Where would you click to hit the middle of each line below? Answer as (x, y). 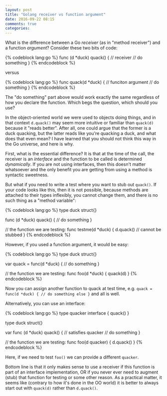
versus (12, 72)
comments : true (21, 24)
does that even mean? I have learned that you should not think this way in (81, 139)
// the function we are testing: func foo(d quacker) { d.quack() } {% (74, 342)
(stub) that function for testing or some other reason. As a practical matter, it (83, 378)
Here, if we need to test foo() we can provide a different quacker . (72, 357)
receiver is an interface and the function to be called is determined (74, 159)
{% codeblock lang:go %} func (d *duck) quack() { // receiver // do (74, 57)
